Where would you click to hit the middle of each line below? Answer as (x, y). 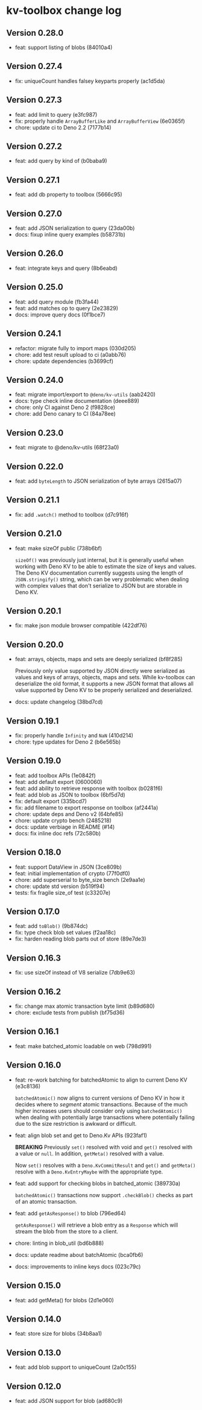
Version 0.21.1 (33, 500)
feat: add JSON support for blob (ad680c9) (69, 1400)
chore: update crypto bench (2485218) (63, 820)
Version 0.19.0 (34, 761)
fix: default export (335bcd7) (51, 801)
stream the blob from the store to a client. (67, 1231)
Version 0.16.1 (33, 1032)
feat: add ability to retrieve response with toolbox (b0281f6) (89, 788)
